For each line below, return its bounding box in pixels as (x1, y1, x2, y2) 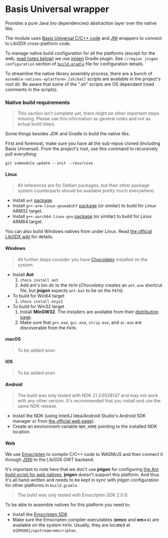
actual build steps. (17, 121, 56, 127)
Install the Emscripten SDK (12, 511, 68, 517)
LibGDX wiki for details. (5, 234, 54, 240)
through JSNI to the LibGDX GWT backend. (5, 457, 94, 463)
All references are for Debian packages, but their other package (17, 182, 149, 188)
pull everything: (5, 151, 38, 157)
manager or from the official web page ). (12, 418, 95, 424)
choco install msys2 (20, 299, 63, 304)
